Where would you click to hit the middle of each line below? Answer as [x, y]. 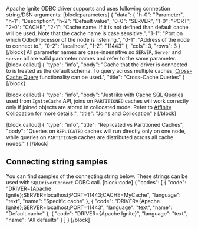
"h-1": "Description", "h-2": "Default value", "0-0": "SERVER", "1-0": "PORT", [99, 21]
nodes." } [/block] [27, 144]
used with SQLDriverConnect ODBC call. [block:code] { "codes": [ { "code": [96, 182]
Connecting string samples [57, 162]
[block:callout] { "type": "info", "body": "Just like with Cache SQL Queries [95, 95]
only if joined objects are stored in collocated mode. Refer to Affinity [89, 107]
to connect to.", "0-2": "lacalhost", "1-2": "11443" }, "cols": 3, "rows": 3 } [93, 46]
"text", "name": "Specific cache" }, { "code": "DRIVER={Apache [83, 201]
